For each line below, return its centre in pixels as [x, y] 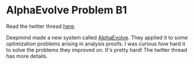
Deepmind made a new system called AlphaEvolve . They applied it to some [97, 37]
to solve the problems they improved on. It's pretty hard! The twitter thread [97, 49]
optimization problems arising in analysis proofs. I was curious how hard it [96, 44]
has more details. [27, 56]
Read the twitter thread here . [41, 26]
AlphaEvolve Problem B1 [67, 10]
